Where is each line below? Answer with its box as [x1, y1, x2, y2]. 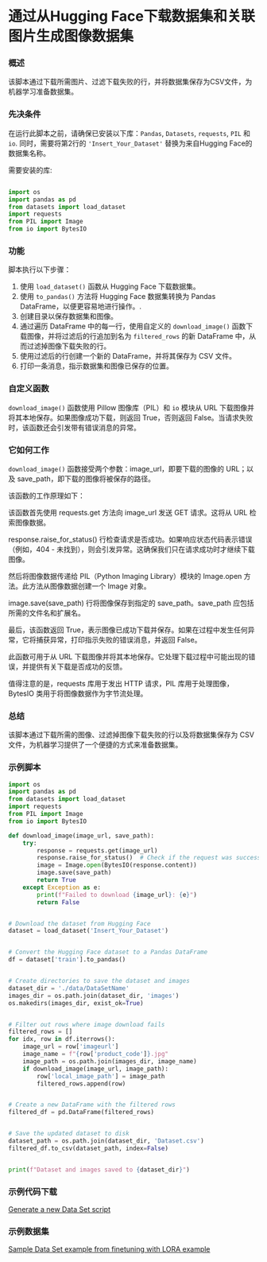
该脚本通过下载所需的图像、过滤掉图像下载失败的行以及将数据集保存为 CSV [8, 730, 254, 740]
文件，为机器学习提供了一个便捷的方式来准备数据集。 [8, 740, 183, 750]
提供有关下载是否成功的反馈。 [29, 662, 127, 671]
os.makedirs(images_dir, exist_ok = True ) [8, 999, 145, 1007]
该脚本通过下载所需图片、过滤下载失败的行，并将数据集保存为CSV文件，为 [8, 77, 253, 87]
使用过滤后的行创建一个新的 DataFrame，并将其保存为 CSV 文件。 [19, 351, 237, 361]
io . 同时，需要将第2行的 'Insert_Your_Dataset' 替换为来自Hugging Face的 [8, 138, 253, 148]
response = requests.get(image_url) [37, 846, 158, 855]
